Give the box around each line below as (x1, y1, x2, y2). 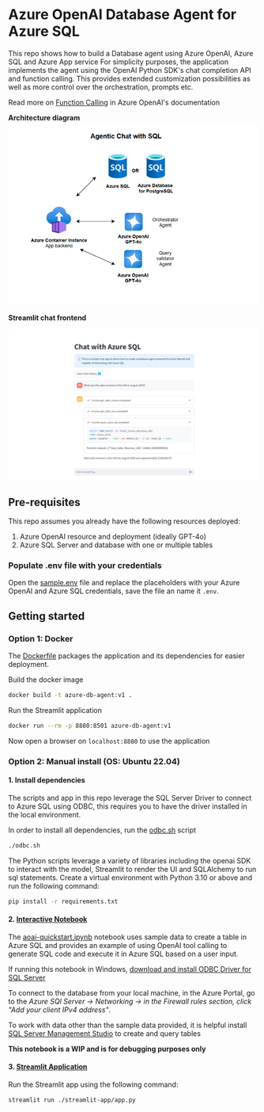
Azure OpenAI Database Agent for (8, 6, 237, 24)
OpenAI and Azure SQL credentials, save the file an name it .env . (8, 586, 219, 596)
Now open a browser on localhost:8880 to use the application (8, 736, 210, 745)
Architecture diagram (8, 112, 81, 122)
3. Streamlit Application (8, 1062, 88, 1072)
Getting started (8, 609, 85, 623)
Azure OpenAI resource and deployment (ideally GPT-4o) (19, 532, 207, 542)
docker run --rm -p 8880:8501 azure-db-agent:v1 (8, 722, 172, 729)
